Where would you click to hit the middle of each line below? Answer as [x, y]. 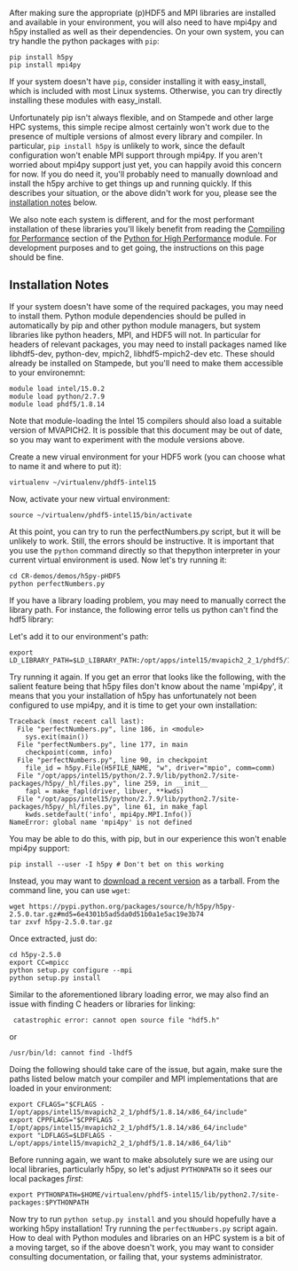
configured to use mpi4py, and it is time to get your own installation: [133, 705]
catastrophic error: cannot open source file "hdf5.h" [116, 1020]
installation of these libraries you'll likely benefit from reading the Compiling [147, 229]
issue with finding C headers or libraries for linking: [102, 1004]
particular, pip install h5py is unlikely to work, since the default [127, 146]
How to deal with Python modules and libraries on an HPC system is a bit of [147, 1237]
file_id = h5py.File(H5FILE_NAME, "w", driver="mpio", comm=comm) [150, 768]
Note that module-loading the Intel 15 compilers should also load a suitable [145, 420]
